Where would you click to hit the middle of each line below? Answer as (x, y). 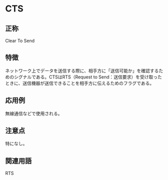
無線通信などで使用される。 (34, 113)
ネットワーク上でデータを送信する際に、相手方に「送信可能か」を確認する (82, 70)
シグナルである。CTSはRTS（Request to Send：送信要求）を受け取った (88, 77)
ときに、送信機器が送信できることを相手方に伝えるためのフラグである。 (80, 83)
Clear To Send (20, 41)
